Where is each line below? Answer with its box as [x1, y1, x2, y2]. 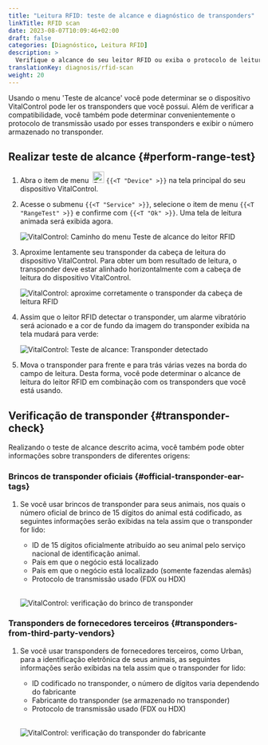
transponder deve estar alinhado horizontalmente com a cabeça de [19, 264, 242, 274]
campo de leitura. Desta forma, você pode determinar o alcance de [19, 369, 241, 378]
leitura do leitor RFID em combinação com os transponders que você [19, 377, 246, 387]
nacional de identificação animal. [31, 549, 140, 558]
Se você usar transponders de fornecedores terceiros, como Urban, [19, 646, 243, 656]
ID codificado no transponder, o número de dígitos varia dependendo [31, 678, 259, 688]
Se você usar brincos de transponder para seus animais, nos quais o [19, 499, 246, 509]
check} [8, 421, 45, 435]
